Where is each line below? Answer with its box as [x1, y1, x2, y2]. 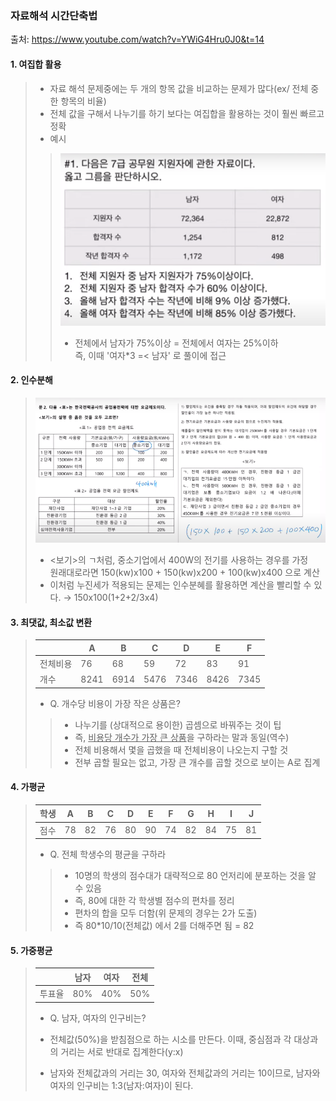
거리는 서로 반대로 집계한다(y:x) [60, 1045, 184, 1057]
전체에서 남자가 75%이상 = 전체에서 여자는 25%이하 [74, 337, 279, 349]
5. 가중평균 [10, 944, 53, 956]
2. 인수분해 [10, 374, 53, 386]
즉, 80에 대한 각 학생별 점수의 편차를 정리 [74, 895, 235, 907]
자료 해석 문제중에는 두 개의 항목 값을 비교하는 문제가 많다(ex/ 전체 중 [49, 82, 320, 94]
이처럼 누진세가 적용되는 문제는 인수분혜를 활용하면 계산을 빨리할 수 [49, 579, 312, 591]
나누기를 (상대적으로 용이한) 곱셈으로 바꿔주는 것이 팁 [74, 718, 282, 731]
